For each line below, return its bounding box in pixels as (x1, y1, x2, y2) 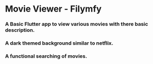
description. (5, 27, 35, 33)
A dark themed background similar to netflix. (5, 40, 113, 47)
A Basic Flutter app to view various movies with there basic (5, 21, 148, 28)
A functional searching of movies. (5, 52, 87, 59)
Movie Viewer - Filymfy (5, 3, 102, 15)
